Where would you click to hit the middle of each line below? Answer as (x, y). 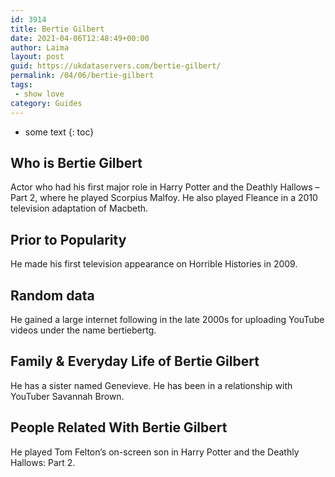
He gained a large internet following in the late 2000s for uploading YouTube (167, 319)
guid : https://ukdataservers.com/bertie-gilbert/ (116, 66)
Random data (52, 295)
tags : (21, 85)
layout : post (37, 57)
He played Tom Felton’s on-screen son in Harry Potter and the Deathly (155, 452)
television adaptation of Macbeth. (79, 208)
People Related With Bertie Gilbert (119, 427)
